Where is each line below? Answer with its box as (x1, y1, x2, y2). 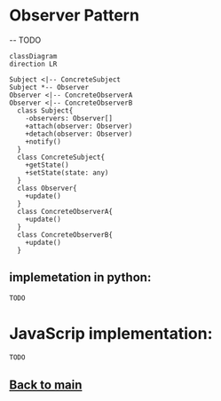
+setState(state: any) (25, 168, 109, 177)
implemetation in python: (9, 270, 152, 285)
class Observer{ (17, 184, 77, 193)
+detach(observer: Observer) (25, 130, 133, 138)
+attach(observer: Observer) (25, 122, 133, 130)
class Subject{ (17, 106, 74, 115)
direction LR (9, 59, 58, 68)
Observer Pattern (9, 5, 140, 26)
